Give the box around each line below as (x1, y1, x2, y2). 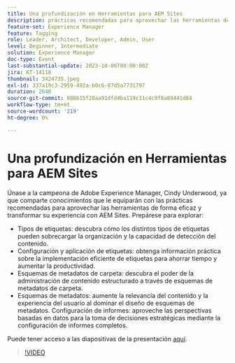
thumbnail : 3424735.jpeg (7, 75, 80, 83)
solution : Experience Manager (7, 50, 96, 57)
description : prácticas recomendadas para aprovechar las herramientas (7, 17, 220, 24)
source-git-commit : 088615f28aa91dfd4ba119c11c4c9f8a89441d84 (7, 95, 192, 102)
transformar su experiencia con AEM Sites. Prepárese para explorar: (7, 211, 204, 219)
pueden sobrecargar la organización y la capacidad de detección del (17, 232, 216, 240)
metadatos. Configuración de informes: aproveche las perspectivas (17, 306, 212, 315)
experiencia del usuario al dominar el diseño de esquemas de (17, 299, 194, 307)
